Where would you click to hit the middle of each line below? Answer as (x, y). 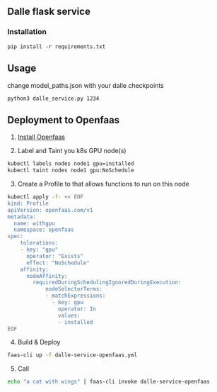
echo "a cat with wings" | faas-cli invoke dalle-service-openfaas (109, 382)
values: (69, 315)
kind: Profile (28, 203)
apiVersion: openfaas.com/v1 (50, 210)
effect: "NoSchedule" (58, 263)
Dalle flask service (49, 12)
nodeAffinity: (47, 276)
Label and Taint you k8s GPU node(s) (72, 151)
